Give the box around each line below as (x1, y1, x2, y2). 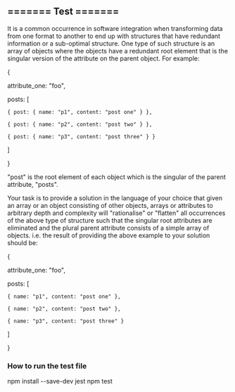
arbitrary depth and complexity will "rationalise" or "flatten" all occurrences (7, 209, 226, 217)
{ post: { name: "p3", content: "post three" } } (7, 133, 156, 140)
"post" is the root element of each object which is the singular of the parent (7, 172, 227, 181)
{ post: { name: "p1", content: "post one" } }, (7, 108, 153, 115)
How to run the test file (7, 361, 87, 371)
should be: (7, 238, 39, 247)
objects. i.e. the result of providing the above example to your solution (7, 231, 210, 240)
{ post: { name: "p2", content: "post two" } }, (7, 121, 153, 128)
